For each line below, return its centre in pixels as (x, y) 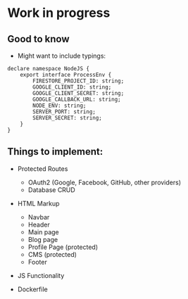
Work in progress (59, 13)
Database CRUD (51, 190)
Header (39, 224)
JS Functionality (41, 275)
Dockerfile (32, 289)
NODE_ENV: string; (59, 106)
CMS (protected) (52, 254)
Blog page (43, 239)
